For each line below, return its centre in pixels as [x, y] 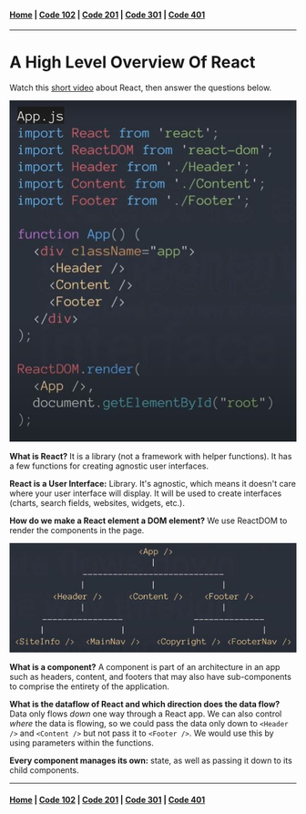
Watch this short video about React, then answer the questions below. [141, 88]
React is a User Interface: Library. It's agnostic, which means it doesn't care [153, 483]
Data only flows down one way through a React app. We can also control [146, 714]
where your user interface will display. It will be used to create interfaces [146, 493]
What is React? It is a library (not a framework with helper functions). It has [151, 456]
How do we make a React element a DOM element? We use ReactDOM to [148, 520]
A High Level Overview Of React [133, 62]
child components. [44, 770]
